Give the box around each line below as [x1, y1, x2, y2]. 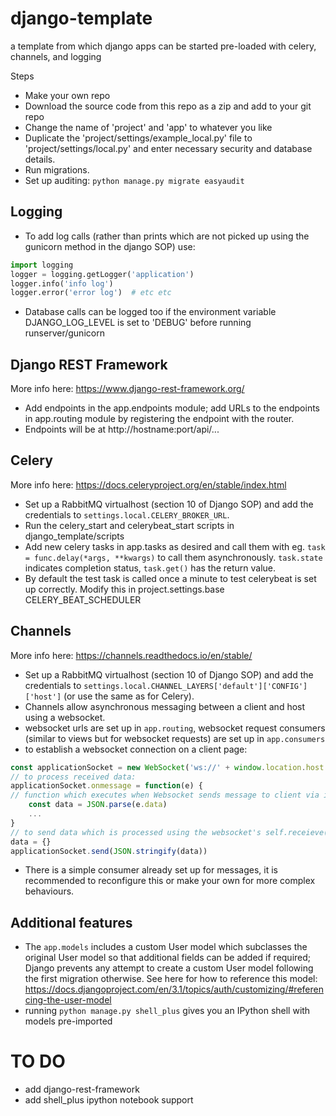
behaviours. [24, 885, 75, 897]
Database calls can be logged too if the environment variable [24, 306, 277, 318]
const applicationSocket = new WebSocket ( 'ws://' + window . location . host [10, 762, 325, 772]
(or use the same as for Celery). [63, 690, 195, 702]
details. [24, 153, 56, 165]
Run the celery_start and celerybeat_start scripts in [24, 519, 235, 531]
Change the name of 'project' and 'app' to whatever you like [24, 121, 273, 133]
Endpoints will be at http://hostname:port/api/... [24, 423, 220, 436]
